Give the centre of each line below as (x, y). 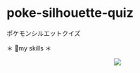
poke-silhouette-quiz (70, 13)
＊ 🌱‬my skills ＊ (29, 48)
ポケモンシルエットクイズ (44, 33)
